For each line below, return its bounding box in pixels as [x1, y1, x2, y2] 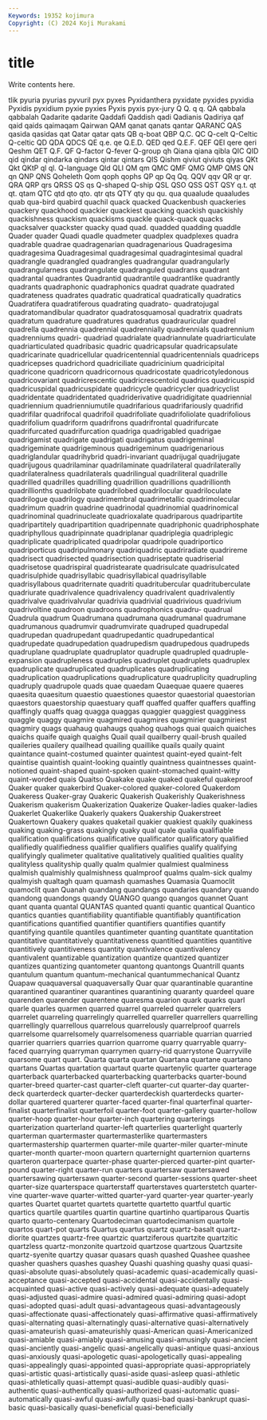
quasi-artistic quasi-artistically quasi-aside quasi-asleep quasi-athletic [8, 1369, 241, 1378]
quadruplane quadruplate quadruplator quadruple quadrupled [8, 647, 211, 657]
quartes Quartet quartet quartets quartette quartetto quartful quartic [8, 1199, 231, 1209]
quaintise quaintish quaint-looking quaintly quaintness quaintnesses [8, 758, 231, 767]
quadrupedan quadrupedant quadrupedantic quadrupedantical [8, 630, 214, 640]
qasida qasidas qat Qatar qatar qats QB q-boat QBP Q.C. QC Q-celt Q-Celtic [8, 129, 258, 139]
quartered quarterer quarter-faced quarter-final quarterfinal [28, 1097, 225, 1107]
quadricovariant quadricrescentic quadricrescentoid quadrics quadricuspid [8, 376, 255, 385]
